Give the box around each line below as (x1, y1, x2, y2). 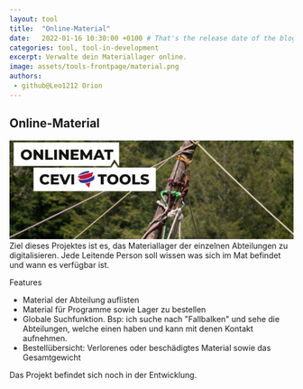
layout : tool (9, 14, 59, 23)
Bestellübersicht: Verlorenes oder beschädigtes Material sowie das (22, 343, 271, 354)
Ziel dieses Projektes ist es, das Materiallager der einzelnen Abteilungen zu (9, 240, 289, 252)
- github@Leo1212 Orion (13, 81, 103, 90)
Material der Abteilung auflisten (22, 294, 140, 306)
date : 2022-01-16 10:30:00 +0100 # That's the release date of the (9, 33, 277, 42)
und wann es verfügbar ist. (9, 260, 110, 271)
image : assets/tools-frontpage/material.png (9, 62, 179, 71)
